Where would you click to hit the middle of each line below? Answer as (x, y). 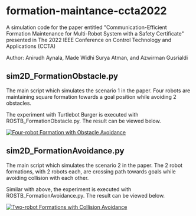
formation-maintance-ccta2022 (86, 11)
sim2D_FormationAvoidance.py (65, 151)
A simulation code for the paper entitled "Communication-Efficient (86, 27)
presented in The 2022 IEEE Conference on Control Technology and (89, 40)
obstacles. (19, 103)
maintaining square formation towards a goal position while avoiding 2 (91, 96)
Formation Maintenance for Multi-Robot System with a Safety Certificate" (95, 33)
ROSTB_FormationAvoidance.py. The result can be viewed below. (86, 195)
